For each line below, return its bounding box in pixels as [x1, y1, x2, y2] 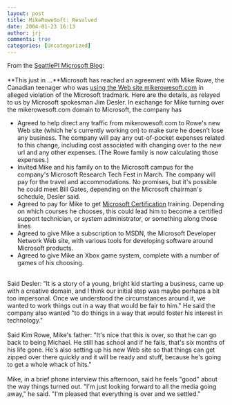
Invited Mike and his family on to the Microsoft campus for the [17, 163, 194, 171]
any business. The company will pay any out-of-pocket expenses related [17, 134, 225, 142]
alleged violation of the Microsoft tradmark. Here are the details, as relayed [7, 91, 220, 99]
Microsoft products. [17, 244, 74, 252]
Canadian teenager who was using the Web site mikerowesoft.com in [7, 84, 204, 91]
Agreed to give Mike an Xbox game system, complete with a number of [17, 251, 220, 260]
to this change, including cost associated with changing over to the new [17, 141, 222, 149]
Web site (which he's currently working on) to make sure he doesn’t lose [17, 126, 224, 134]
